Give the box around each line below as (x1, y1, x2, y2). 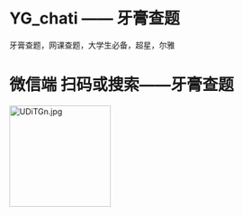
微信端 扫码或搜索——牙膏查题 (9, 75, 234, 95)
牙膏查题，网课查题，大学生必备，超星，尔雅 (9, 40, 175, 50)
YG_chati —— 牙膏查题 (9, 8, 180, 29)
